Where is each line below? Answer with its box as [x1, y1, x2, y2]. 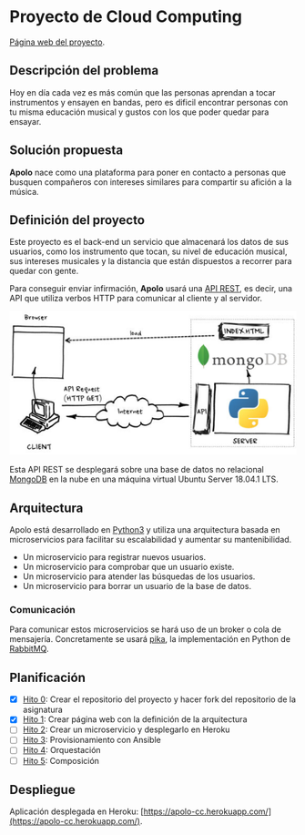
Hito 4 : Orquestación [22, 745, 102, 756]
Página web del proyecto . [9, 36, 106, 47]
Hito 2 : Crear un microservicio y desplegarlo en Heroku [22, 724, 230, 735]
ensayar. [9, 116, 42, 127]
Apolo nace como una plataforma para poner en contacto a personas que [9, 167, 287, 178]
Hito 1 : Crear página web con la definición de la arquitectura [22, 714, 248, 725]
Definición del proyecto [9, 212, 146, 228]
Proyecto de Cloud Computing [9, 6, 243, 27]
